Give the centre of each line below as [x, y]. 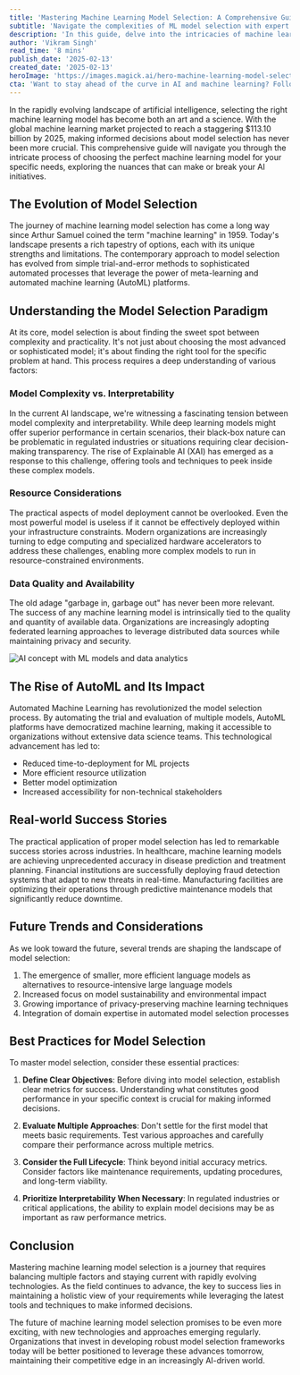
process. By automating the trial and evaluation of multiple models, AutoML [147, 717]
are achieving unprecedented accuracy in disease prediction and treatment [148, 861]
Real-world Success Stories [88, 820]
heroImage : [29, 76]
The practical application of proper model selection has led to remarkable [144, 841]
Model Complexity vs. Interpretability [92, 394]
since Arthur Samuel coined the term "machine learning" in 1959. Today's [144, 235]
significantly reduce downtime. [66, 898]
